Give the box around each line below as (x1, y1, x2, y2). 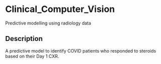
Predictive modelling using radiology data (5, 20, 92, 26)
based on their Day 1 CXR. (5, 53, 59, 59)
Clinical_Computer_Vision (5, 3, 115, 15)
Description (5, 34, 43, 43)
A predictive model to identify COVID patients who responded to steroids (5, 47, 156, 53)
